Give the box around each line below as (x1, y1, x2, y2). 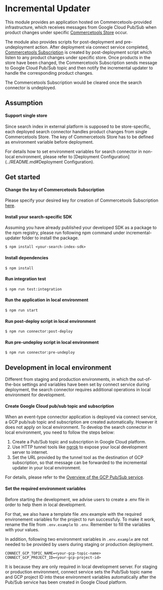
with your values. (5, 527, 40, 532)
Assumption (5, 99, 43, 107)
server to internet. (12, 449, 49, 455)
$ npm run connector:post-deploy (5, 329, 73, 334)
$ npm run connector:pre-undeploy (5, 350, 75, 355)
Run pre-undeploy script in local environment (5, 339, 99, 345)
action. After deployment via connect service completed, (35, 44, 149, 50)
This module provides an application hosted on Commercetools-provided (5, 19, 152, 25)
